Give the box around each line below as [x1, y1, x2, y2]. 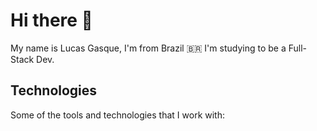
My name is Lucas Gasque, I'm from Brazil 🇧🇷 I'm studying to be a [10, 42, 287, 54]
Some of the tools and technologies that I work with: [10, 109, 225, 121]
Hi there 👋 [10, 9, 93, 32]
